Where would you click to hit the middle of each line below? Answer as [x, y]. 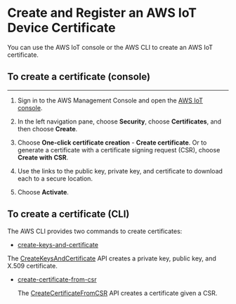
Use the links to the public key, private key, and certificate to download [120, 171]
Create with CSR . [43, 157]
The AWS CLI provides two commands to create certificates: [95, 231]
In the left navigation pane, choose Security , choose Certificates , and [119, 121]
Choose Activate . [43, 192]
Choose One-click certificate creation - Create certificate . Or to [112, 143]
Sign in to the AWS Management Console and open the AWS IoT [110, 100]
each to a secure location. [55, 178]
